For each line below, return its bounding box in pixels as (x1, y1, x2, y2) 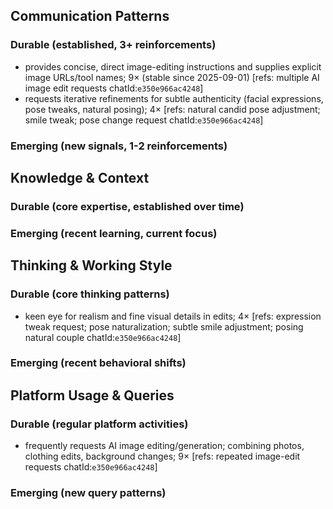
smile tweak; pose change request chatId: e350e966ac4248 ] (24, 114, 264, 126)
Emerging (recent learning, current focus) (10, 226, 218, 240)
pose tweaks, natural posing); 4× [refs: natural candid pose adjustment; (24, 103, 321, 115)
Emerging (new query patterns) (10, 486, 167, 500)
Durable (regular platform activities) (10, 417, 189, 431)
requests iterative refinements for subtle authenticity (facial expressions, (24, 92, 324, 104)
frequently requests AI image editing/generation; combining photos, (24, 440, 305, 452)
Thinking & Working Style (10, 257, 173, 274)
